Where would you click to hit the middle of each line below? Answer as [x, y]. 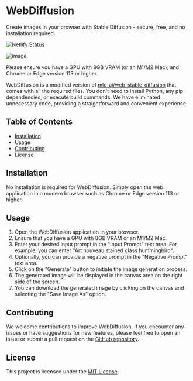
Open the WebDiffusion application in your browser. [77, 232]
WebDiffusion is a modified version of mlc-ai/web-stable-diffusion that [91, 85]
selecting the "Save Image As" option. [60, 294]
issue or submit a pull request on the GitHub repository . [73, 339]
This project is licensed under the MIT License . [63, 372]
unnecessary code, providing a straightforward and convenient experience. [97, 103]
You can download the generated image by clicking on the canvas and [99, 288]
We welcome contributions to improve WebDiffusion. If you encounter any [95, 327]
